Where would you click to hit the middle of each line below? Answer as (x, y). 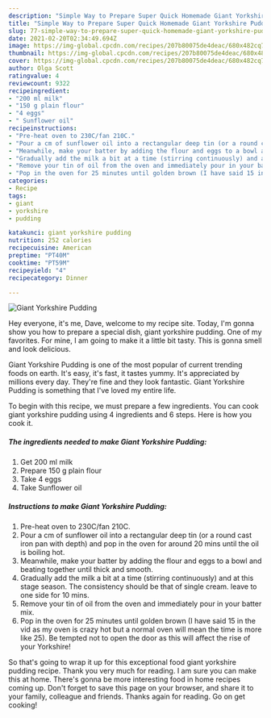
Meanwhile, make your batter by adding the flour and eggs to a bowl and (141, 561)
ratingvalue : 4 (34, 76)
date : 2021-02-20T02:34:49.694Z (63, 38)
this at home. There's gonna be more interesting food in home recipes (124, 679)
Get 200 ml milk (46, 462)
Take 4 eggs (41, 479)
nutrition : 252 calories (50, 240)
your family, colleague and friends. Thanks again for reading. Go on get (127, 697)
